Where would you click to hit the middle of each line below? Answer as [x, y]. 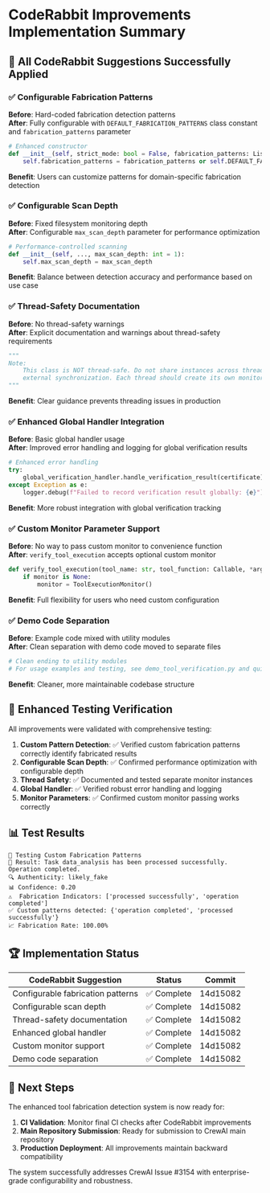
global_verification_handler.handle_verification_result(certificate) [143, 478]
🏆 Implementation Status [74, 953]
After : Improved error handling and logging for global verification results [128, 448]
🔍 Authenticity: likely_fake [58, 878]
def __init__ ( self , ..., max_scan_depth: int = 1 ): [96, 254]
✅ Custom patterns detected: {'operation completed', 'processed [121, 911]
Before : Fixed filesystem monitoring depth [78, 223]
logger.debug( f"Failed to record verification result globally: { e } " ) [143, 492]
